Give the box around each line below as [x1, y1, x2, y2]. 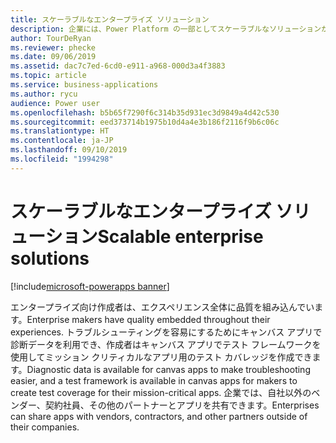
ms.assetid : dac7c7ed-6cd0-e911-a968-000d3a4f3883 [10, 61, 226, 71]
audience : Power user [10, 98, 101, 108]
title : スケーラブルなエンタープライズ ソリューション [10, 14, 210, 25]
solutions [10, 247, 90, 270]
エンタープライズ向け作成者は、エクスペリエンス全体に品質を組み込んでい [10, 301, 315, 313]
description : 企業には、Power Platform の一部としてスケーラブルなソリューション [10, 24, 322, 34]
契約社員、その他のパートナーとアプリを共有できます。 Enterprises [44, 399, 320, 411]
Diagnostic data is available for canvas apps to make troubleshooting [26, 363, 311, 375]
